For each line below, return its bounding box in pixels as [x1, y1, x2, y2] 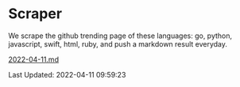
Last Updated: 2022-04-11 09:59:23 [8, 70, 126, 79]
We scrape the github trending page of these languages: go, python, [8, 31, 233, 40]
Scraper [8, 5, 62, 23]
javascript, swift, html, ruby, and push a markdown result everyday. [8, 39, 228, 48]
